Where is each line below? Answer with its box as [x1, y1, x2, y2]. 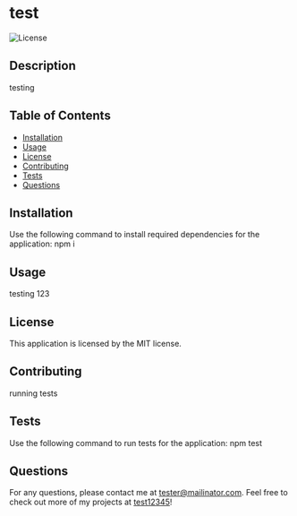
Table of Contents [9, 108, 112, 124]
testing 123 [9, 288, 50, 299]
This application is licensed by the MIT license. [9, 339, 182, 348]
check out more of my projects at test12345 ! [9, 496, 173, 508]
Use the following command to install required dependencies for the [9, 229, 260, 240]
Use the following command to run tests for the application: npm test [9, 437, 262, 448]
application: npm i [9, 238, 75, 249]
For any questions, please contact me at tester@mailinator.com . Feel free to [9, 487, 288, 498]
